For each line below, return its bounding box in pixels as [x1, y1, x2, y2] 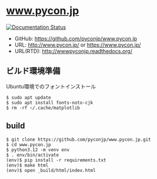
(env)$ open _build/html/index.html [6, 167, 96, 173]
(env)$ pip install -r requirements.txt [6, 157, 107, 163]
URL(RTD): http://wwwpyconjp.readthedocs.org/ [14, 47, 132, 54]
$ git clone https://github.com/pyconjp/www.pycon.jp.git [6, 137, 151, 142]
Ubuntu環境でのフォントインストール [6, 82, 96, 89]
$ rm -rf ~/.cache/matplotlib [6, 105, 81, 111]
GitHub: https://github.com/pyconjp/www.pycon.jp [14, 35, 137, 42]
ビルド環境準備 [6, 66, 61, 76]
